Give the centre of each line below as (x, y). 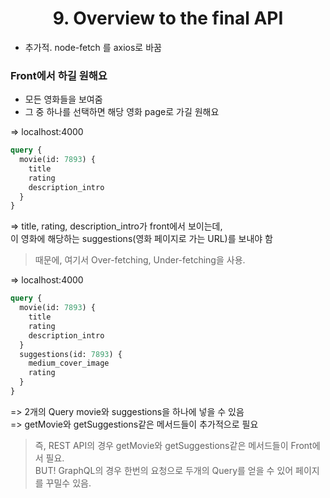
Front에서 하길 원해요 (59, 75)
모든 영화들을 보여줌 (63, 99)
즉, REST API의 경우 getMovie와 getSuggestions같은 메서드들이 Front (173, 445)
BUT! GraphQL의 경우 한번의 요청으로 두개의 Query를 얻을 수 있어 (164, 470)
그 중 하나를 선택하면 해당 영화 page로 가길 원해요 (122, 112)
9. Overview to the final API (168, 18)
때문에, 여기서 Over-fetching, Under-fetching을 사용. (140, 260)
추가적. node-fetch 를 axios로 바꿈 (93, 47)
